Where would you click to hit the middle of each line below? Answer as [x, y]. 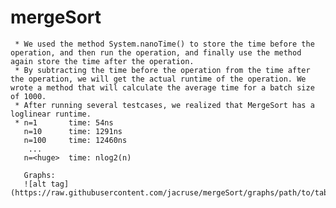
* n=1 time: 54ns [64, 122]
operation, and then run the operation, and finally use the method [156, 52]
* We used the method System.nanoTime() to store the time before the [164, 44]
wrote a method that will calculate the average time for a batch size [162, 87]
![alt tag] [46, 184]
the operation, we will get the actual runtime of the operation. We [158, 79]
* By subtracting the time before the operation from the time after [162, 70]
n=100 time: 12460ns [75, 140]
